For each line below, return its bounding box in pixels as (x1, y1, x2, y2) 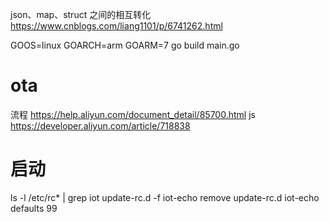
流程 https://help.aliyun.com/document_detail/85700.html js (10, 108, 256, 120)
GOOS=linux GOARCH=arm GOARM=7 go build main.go (10, 39, 240, 51)
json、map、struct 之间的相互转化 (10, 9, 152, 20)
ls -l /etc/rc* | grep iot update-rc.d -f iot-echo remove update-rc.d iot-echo (10, 191, 320, 203)
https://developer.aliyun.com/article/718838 (10, 119, 191, 132)
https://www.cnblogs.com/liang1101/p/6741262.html (10, 20, 223, 32)
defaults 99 (10, 202, 58, 214)
